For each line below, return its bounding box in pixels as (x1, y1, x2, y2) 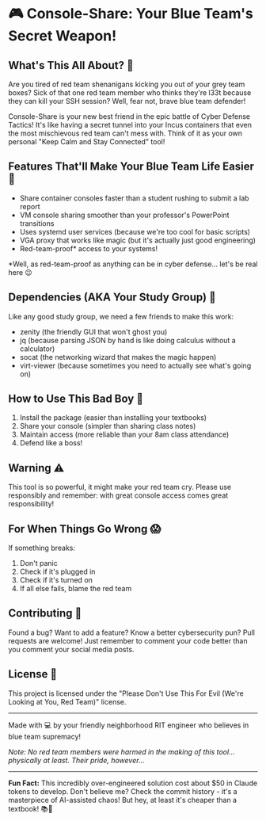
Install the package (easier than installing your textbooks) (19, 413, 207, 422)
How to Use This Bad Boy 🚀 (8, 392, 144, 406)
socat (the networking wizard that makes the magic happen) (19, 352, 217, 361)
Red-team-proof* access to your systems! (19, 243, 158, 253)
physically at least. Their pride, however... (8, 755, 145, 765)
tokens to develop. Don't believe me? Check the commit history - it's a (8, 786, 237, 796)
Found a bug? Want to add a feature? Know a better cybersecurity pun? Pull (8, 628, 256, 637)
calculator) (19, 344, 55, 353)
